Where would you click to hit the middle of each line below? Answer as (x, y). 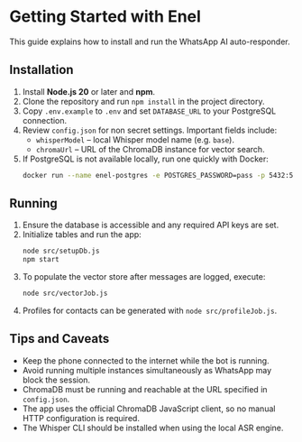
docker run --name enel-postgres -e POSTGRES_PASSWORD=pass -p (144, 175)
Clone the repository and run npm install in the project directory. (143, 101)
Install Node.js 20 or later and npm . (89, 91)
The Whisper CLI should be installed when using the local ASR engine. (153, 428)
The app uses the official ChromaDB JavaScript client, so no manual (149, 409)
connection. (45, 120)
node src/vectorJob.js (65, 294)
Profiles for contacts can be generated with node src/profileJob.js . (150, 311)
